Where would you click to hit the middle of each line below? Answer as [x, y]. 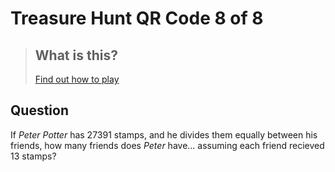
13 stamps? [33, 156]
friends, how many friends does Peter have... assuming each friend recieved [167, 145]
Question [39, 110]
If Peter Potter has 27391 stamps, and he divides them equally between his [164, 134]
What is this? [76, 55]
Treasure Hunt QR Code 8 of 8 [137, 18]
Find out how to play [77, 79]
